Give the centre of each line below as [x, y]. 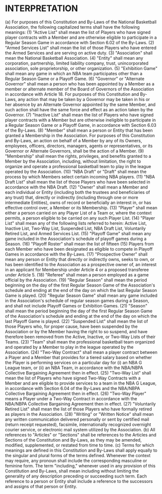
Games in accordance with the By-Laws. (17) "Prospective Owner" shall [76, 254]
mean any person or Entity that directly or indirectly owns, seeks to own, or [80, 259]
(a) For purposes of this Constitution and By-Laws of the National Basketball [81, 22]
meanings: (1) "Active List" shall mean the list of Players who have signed [78, 32]
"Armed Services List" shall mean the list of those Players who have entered [81, 48]
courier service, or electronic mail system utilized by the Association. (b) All [80, 429]
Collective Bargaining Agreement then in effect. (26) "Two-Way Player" [76, 393]
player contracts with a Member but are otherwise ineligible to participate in [81, 120]
